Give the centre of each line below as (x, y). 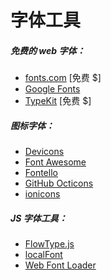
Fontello (41, 173)
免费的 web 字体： (48, 50)
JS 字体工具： (39, 218)
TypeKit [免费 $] (58, 101)
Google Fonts (52, 89)
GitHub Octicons (59, 183)
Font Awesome (55, 162)
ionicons (42, 194)
